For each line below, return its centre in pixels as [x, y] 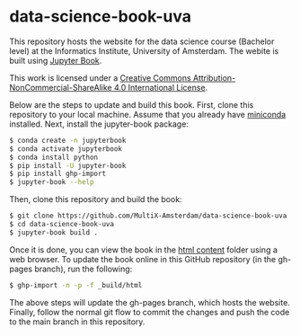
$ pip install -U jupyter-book [68, 165]
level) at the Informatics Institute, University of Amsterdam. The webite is [144, 50]
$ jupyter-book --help [52, 182]
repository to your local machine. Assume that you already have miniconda [148, 114]
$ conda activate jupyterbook [66, 149]
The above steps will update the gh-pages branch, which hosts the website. [150, 302]
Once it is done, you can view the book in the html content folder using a [144, 250]
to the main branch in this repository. [77, 322]
